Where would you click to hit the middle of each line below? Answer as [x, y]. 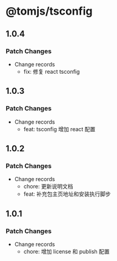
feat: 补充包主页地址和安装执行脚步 [67, 194]
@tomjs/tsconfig [49, 11]
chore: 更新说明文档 [48, 187]
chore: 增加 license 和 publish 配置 [66, 251]
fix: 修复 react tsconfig [52, 71]
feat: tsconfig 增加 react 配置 [59, 129]
